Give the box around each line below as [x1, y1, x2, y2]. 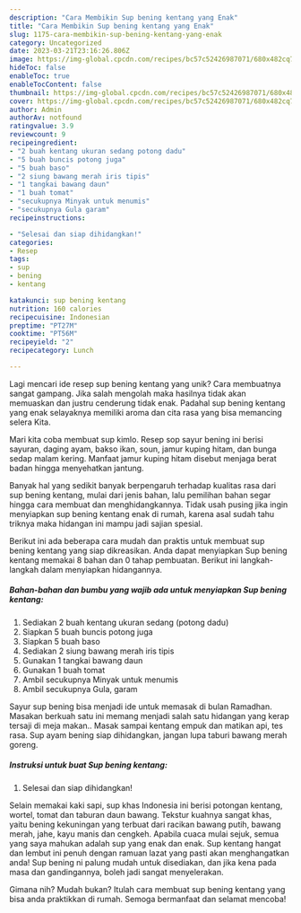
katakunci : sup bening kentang [9, 295, 126, 305]
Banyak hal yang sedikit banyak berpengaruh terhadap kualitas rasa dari [9, 479, 276, 490]
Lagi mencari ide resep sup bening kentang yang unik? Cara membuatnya [9, 378, 281, 389]
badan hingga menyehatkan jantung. [9, 462, 145, 473]
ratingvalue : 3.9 [9, 122, 74, 131]
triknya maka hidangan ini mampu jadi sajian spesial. [9, 518, 203, 529]
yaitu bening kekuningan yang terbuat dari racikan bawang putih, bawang [9, 819, 281, 830]
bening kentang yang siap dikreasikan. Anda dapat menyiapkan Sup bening [9, 545, 288, 556]
